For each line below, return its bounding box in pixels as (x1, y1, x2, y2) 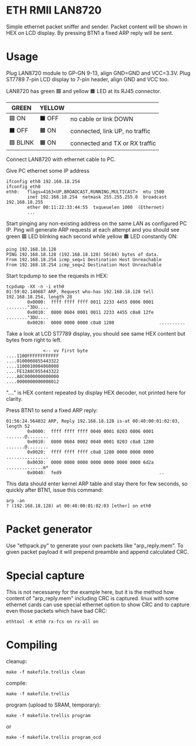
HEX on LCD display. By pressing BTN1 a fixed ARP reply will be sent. (6, 29, 174, 36)
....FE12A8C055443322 (6, 368, 59, 374)
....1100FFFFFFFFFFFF (6, 353, 59, 359)
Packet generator (6, 522, 93, 536)
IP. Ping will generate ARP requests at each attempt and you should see (6, 226, 180, 233)
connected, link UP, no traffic (70, 127, 151, 136)
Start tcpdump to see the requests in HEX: (6, 272, 108, 279)
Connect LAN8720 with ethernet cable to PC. (6, 156, 116, 163)
